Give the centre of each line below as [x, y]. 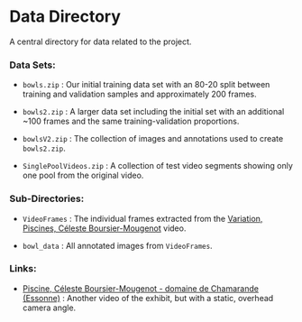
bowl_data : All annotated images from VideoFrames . [118, 245]
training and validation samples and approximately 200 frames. [139, 94]
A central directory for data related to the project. [101, 41]
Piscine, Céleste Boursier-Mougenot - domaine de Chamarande [141, 288]
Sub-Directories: [47, 198]
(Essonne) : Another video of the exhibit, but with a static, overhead [148, 298]
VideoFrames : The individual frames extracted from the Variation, [142, 218]
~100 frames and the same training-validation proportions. [131, 121]
